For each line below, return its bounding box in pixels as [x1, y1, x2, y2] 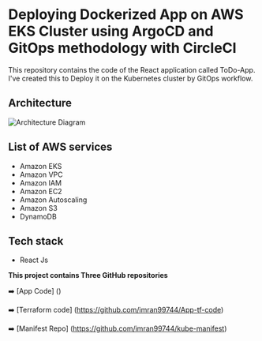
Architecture [8, 96, 73, 110]
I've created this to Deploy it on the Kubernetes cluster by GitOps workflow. [8, 73, 253, 83]
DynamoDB [19, 212, 57, 221]
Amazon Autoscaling [19, 195, 88, 204]
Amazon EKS [19, 161, 62, 170]
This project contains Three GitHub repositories [8, 271, 168, 280]
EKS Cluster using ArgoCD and [8, 22, 214, 40]
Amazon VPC [19, 170, 63, 179]
